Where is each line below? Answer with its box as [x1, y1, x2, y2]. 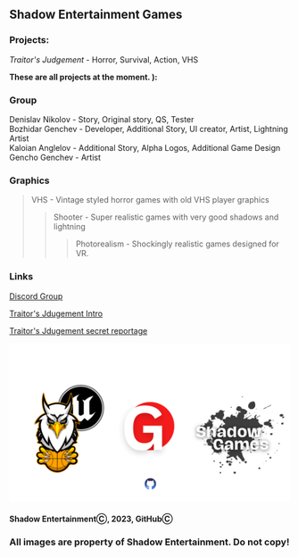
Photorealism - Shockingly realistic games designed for [75, 238, 279, 249]
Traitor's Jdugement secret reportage [9, 325, 148, 336]
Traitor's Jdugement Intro [9, 308, 103, 319]
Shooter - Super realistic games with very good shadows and [53, 212, 279, 222]
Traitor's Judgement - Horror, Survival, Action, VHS [9, 54, 199, 65]
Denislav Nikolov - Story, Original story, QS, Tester [9, 113, 195, 124]
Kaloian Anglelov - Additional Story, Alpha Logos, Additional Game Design [9, 142, 281, 153]
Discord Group [9, 290, 63, 302]
